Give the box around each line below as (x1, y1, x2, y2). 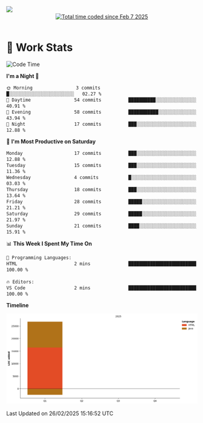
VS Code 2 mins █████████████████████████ (6, 284, 197, 291)
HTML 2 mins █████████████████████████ (6, 260, 197, 267)
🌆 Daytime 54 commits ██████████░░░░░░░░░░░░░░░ (6, 97, 197, 103)
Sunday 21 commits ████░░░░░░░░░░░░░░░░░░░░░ (6, 223, 197, 229)
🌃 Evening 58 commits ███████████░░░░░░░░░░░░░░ (6, 109, 197, 115)
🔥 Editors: (6, 278, 35, 285)
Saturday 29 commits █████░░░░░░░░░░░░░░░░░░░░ (6, 211, 197, 217)
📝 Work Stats (6, 41, 73, 54)
